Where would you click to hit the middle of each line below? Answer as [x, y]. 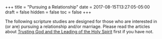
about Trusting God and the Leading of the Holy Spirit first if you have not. [79, 32]
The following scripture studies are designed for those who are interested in [81, 21]
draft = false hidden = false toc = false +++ [48, 12]
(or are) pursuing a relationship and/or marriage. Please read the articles [78, 26]
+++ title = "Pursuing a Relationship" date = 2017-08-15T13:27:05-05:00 [77, 7]
